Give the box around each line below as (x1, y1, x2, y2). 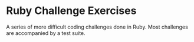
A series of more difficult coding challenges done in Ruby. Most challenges (6, 23, 189, 30)
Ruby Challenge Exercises (6, 4, 137, 17)
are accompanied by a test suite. (6, 29, 86, 36)
